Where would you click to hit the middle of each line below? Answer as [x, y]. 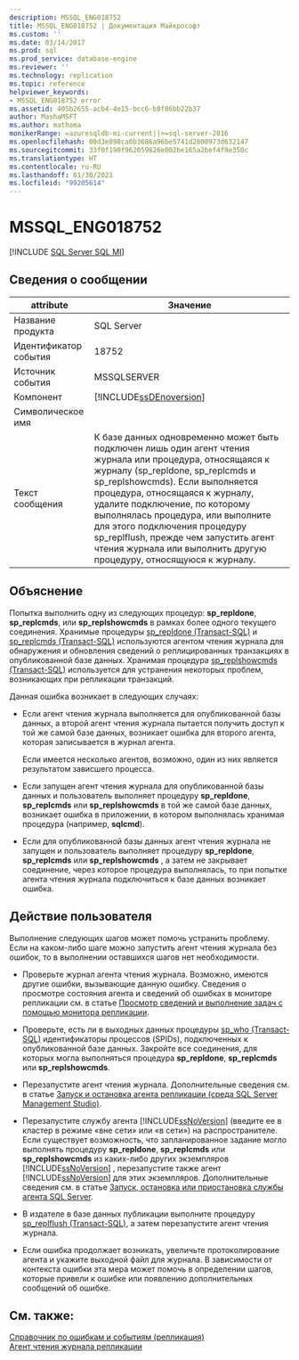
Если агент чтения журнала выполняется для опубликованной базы [151, 713]
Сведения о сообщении [79, 280]
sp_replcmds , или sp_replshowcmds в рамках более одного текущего [143, 622]
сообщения [39, 504]
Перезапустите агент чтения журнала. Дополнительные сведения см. [156, 1085]
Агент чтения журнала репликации [76, 1347]
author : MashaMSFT [43, 117]
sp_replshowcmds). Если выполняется [176, 481]
